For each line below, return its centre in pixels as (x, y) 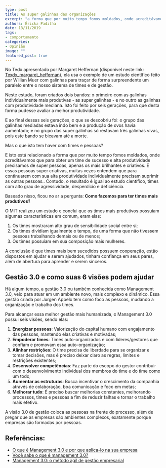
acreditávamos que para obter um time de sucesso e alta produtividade (78, 160)
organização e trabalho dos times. (40, 305)
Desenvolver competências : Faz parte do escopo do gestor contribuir (84, 366)
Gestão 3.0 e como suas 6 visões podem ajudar (80, 277)
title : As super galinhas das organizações (51, 14)
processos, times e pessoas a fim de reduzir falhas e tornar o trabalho (84, 397)
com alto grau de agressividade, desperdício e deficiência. (65, 187)
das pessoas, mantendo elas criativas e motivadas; (64, 334)
